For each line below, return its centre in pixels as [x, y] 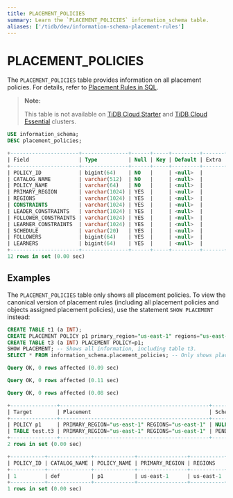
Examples [29, 278]
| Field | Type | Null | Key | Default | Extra [114, 160]
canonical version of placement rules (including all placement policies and [113, 302]
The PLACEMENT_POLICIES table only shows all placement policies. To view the [116, 295]
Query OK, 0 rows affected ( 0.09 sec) [63, 368]
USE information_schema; [43, 135]
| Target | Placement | [110, 412]
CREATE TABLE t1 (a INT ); [44, 329]
